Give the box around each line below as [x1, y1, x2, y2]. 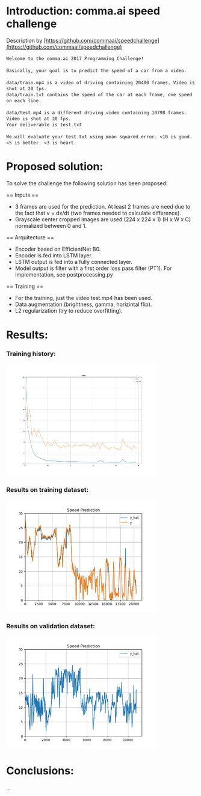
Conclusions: [6, 764, 74, 778]
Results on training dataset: [6, 486, 89, 494]
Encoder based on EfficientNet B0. [14, 245, 101, 253]
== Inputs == [6, 191, 39, 198]
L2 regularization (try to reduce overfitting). [14, 307, 123, 314]
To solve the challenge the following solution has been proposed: [6, 179, 168, 187]
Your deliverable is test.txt [6, 121, 82, 127]
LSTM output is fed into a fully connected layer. [14, 258, 132, 265]
